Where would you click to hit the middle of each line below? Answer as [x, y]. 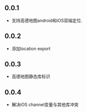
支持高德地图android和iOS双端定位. [47, 20]
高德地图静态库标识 [31, 77]
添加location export [31, 48]
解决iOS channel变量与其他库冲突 [45, 105]
